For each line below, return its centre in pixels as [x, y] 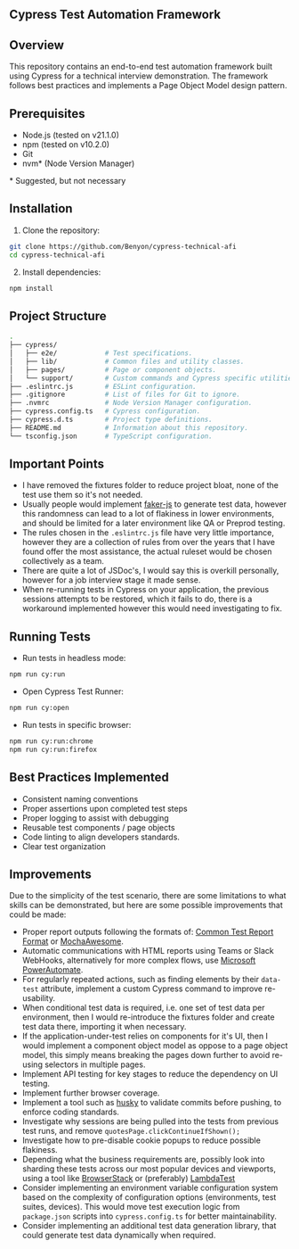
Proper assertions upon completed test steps [105, 808]
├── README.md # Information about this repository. [129, 427]
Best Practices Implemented [89, 778]
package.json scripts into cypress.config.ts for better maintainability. [149, 1216]
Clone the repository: [61, 230]
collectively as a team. [63, 561]
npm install [31, 288]
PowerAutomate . [53, 970]
